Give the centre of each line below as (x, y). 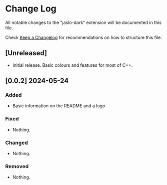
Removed (17, 166)
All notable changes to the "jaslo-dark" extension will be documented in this (83, 22)
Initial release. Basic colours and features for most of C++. (72, 65)
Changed (17, 143)
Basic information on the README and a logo (59, 106)
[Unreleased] (26, 53)
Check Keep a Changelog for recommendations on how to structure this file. (84, 37)
